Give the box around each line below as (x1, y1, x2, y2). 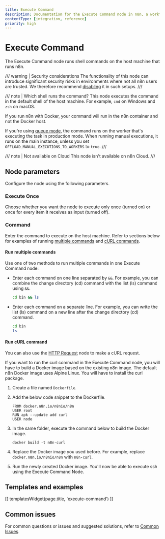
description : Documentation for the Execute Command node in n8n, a (5, 12, 148, 17)
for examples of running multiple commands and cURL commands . (5, 238, 140, 244)
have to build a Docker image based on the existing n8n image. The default (5, 365, 157, 371)
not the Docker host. (5, 119, 47, 125)
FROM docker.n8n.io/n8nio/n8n (12, 404, 75, 409)
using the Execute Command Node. (12, 469, 84, 475)
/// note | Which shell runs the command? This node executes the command (5, 93, 159, 99)
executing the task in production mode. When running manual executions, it (5, 133, 158, 139)
